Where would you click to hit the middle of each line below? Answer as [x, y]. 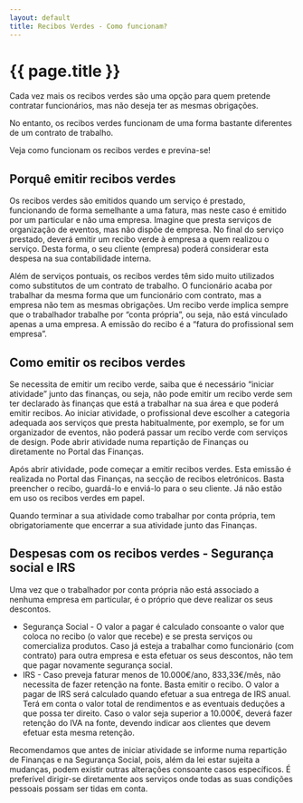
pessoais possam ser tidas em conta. [79, 788]
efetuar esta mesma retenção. [79, 732]
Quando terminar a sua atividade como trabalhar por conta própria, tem [142, 516]
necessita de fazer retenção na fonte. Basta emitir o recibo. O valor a [151, 684]
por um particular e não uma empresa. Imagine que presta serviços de [141, 220]
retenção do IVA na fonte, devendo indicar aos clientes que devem [147, 722]
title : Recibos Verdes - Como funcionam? [89, 26]
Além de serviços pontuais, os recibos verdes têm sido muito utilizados [142, 276]
